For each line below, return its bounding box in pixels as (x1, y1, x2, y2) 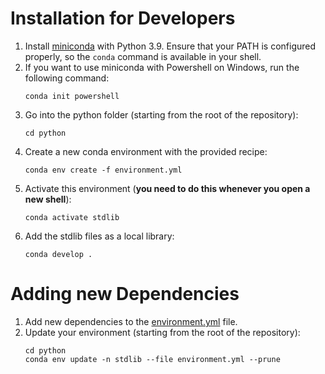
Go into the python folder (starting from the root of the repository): (24, 108, 299, 121)
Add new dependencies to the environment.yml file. (24, 315, 238, 327)
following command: (24, 72, 110, 84)
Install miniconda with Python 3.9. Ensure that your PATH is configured (24, 40, 317, 52)
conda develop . (24, 249, 93, 259)
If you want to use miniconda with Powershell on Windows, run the (24, 61, 300, 73)
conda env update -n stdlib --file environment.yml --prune (24, 354, 281, 364)
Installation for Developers (10, 7, 236, 30)
